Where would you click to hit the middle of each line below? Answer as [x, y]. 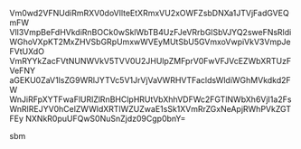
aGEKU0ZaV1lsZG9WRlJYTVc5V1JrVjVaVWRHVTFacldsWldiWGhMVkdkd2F [150, 80]
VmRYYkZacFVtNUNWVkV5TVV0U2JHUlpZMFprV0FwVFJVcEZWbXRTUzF [150, 61]
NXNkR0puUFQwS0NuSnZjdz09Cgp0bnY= [106, 118]
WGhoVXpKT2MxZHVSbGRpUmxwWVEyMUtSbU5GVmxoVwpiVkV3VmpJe [150, 42]
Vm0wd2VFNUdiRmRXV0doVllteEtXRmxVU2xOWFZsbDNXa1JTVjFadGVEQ [149, 13]
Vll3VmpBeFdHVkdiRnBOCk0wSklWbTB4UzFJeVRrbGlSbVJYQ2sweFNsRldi [150, 32]
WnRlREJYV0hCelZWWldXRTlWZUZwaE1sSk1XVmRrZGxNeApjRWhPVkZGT [150, 109]
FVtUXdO [27, 51]
